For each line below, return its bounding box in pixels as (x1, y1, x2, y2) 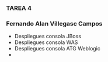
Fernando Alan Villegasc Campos (6, 19, 103, 27)
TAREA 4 (6, 4, 32, 12)
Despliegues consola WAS (14, 39, 78, 46)
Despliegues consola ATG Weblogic (14, 45, 101, 52)
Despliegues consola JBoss (14, 33, 82, 40)
